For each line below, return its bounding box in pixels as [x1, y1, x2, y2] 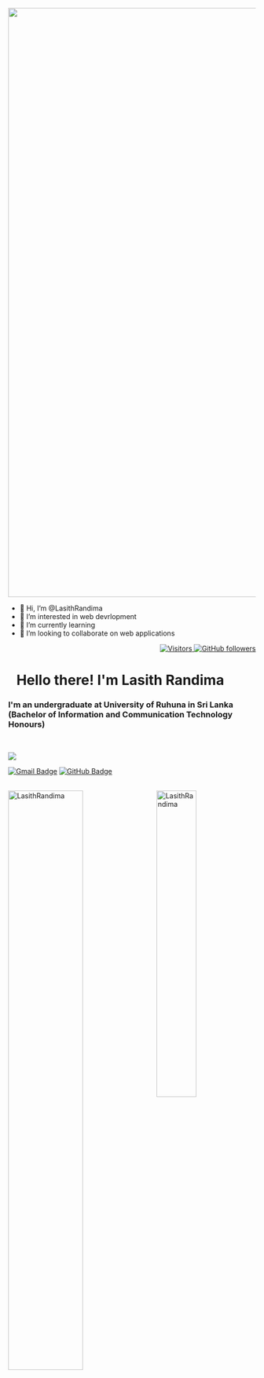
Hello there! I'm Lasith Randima [16, 672, 225, 689]
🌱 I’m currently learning [19, 621, 96, 629]
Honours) [8, 719, 46, 730]
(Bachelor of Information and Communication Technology [8, 709, 233, 720]
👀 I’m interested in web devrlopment [19, 612, 137, 621]
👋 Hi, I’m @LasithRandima [19, 603, 104, 613]
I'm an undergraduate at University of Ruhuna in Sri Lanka [8, 699, 233, 710]
